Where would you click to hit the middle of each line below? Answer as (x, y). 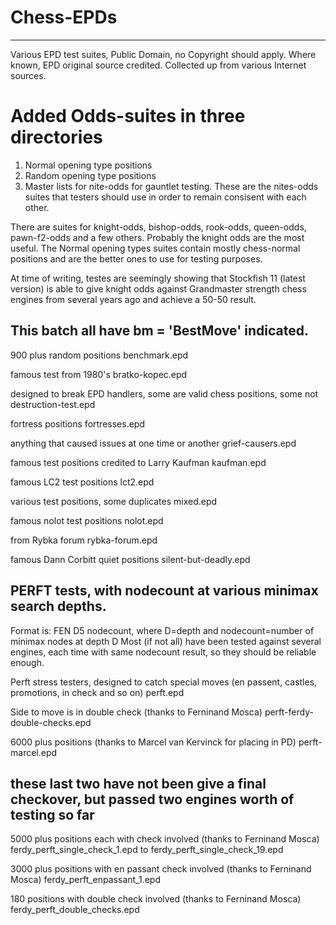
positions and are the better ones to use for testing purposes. (136, 258)
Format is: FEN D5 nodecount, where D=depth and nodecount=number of (162, 630)
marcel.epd (34, 752)
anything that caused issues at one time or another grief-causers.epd (153, 443)
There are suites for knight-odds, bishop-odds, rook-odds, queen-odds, (158, 227)
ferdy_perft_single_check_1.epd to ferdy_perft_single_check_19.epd (147, 850)
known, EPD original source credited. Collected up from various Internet (158, 65)
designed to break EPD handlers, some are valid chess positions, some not (164, 393)
